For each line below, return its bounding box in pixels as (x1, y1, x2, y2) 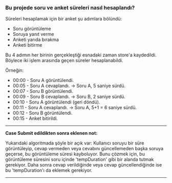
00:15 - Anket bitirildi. (12, 115, 58, 121)
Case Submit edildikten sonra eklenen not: (5, 130, 98, 136)
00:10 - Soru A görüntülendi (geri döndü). (12, 99, 100, 105)
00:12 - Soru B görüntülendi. (12, 110, 73, 116)
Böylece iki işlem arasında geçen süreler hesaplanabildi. (5, 57, 123, 64)
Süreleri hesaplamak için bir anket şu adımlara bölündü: (5, 16, 122, 22)
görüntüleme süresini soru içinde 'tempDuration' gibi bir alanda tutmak (5, 156, 154, 162)
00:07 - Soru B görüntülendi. (12, 88, 73, 94)
